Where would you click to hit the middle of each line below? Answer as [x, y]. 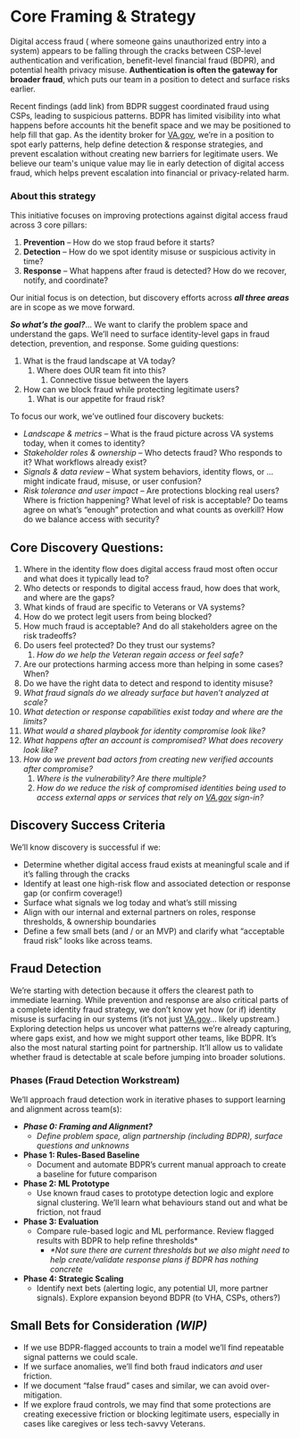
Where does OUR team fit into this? [101, 371]
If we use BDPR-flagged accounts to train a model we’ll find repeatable [154, 1347]
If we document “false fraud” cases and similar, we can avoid [136, 1385]
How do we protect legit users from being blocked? [117, 617]
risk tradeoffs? [50, 636]
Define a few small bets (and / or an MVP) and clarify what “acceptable [154, 931]
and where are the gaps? [69, 598]
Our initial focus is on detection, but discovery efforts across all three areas [150, 298]
